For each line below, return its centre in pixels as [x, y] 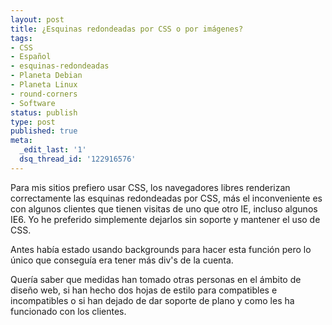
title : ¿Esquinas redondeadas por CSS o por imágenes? [127, 29]
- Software [33, 103]
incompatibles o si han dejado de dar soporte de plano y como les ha [152, 300]
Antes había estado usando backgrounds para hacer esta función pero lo [161, 249]
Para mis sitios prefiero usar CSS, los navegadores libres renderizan [150, 187]
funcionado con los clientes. [68, 311]
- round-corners [44, 94]
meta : [21, 141]
